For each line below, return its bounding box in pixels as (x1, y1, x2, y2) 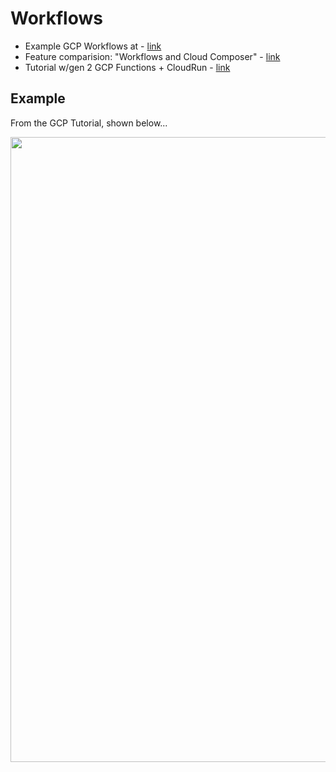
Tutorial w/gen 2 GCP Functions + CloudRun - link (24, 61, 231, 73)
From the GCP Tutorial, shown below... (10, 117, 168, 129)
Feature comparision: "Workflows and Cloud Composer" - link (24, 50, 281, 62)
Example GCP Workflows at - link (24, 40, 162, 52)
